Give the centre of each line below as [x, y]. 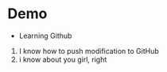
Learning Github [45, 36]
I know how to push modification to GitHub [89, 51]
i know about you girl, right [63, 59]
